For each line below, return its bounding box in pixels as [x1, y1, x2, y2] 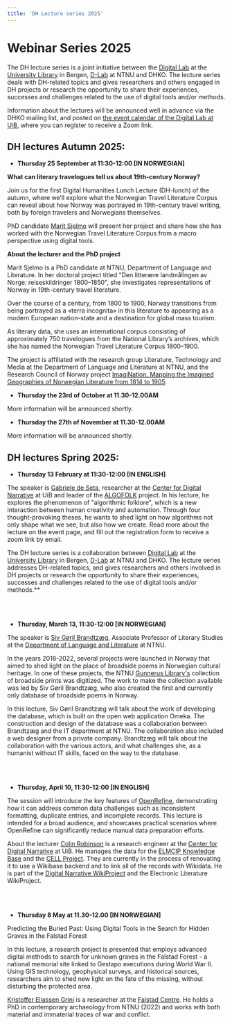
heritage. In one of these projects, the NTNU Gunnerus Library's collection [7, 669, 220, 677]
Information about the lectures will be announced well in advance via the [7, 106, 215, 115]
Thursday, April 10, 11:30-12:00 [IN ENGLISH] [17, 783, 150, 792]
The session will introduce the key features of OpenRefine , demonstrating [7, 797, 218, 805]
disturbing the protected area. [7, 982, 93, 991]
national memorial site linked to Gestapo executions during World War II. [7, 960, 213, 968]
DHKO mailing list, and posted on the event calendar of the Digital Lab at [7, 113, 213, 122]
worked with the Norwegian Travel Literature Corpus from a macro [7, 229, 197, 238]
